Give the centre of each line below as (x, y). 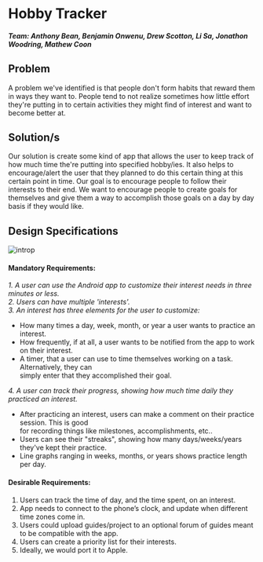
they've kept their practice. (63, 447)
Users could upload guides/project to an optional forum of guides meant (136, 525)
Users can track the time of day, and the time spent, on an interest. (128, 500)
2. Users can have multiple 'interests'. (69, 302)
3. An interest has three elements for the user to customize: (104, 310)
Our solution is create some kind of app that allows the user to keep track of (131, 156)
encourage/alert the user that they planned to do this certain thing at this (126, 173)
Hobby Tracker (58, 14)
